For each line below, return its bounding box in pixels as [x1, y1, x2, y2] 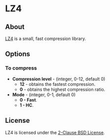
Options [5, 50, 31, 58]
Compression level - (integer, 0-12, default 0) [12, 76, 106, 82]
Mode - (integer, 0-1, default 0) [12, 92, 76, 98]
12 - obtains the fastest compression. [19, 81, 96, 87]
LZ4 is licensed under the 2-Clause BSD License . [5, 129, 105, 136]
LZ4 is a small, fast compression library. [5, 35, 86, 41]
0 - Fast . [19, 97, 37, 103]
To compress [5, 65, 37, 71]
